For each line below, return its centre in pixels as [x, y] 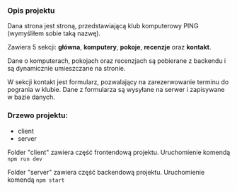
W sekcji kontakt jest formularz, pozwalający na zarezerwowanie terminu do [118, 82]
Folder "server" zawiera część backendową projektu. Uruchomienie [106, 172]
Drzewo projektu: [38, 115]
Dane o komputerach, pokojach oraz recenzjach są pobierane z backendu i [117, 61]
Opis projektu [31, 11]
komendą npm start [36, 180]
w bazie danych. [31, 97]
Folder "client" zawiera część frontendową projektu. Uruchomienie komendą [119, 152]
